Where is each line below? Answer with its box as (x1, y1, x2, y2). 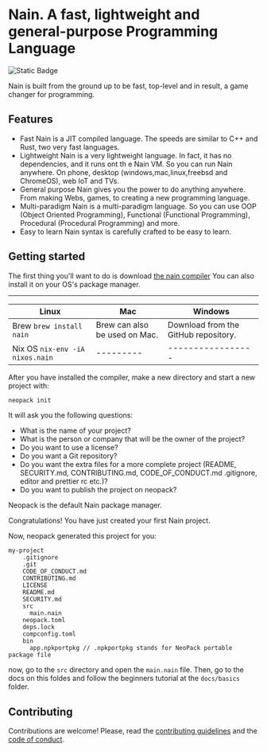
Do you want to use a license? (19, 443, 118, 453)
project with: (8, 380, 49, 391)
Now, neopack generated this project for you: (8, 531, 157, 541)
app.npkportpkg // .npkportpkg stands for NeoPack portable (29, 644, 233, 652)
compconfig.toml (22, 630, 77, 638)
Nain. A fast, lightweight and (8, 6, 200, 24)
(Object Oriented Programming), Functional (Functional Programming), (19, 209, 250, 220)
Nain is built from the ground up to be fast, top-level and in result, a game (8, 81, 249, 91)
